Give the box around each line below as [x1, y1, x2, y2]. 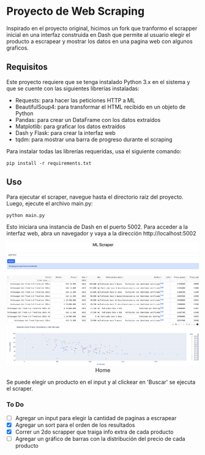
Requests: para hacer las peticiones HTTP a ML [15, 96, 136, 104]
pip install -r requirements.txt [6, 160, 92, 166]
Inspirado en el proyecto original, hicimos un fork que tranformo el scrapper [6, 25, 198, 32]
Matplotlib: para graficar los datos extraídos [15, 123, 126, 130]
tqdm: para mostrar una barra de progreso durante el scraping [15, 136, 173, 143]
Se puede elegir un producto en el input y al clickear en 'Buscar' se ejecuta [6, 378, 196, 386]
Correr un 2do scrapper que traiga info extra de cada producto [15, 428, 174, 435]
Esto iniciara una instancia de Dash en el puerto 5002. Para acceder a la [6, 223, 188, 231]
